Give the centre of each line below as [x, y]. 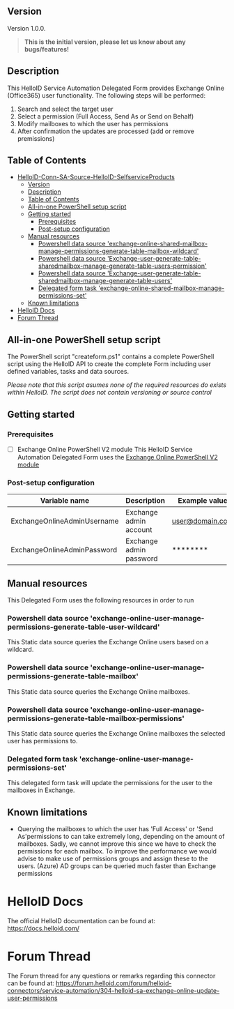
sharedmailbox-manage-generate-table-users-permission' [122, 266]
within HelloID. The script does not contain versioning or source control [110, 393]
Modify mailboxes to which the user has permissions [93, 123]
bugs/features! [47, 49]
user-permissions [32, 998]
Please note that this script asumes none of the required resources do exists [117, 385]
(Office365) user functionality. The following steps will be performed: [107, 95]
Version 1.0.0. [26, 28]
